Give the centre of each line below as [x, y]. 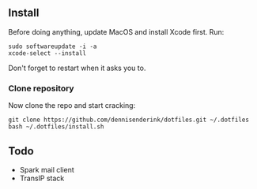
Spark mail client [47, 169]
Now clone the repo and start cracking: [72, 106]
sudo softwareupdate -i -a [53, 46]
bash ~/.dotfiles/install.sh [56, 127]
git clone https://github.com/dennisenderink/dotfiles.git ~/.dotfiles [128, 120]
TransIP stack [42, 178]
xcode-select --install [47, 53]
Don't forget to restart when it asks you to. [77, 68]
